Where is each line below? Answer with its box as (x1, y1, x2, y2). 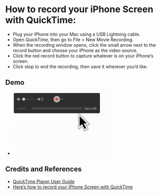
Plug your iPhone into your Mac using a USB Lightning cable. (12, 31, 141, 37)
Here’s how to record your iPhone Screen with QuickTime (12, 184, 133, 190)
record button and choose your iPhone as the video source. (12, 47, 138, 53)
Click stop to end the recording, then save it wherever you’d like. (12, 63, 148, 70)
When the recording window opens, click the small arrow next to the (12, 42, 156, 48)
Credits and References (5, 165, 82, 174)
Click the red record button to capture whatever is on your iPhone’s (12, 52, 154, 59)
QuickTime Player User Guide (12, 178, 75, 184)
